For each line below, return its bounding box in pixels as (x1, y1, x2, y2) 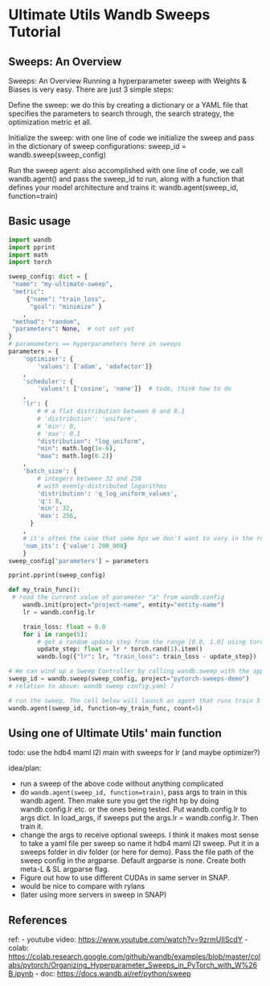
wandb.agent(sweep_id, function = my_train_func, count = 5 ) (8, 704, 203, 713)
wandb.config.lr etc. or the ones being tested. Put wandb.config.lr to (19, 804, 247, 814)
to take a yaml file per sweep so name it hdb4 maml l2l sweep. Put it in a (19, 839, 260, 848)
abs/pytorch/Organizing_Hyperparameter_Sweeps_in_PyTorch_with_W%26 (8, 960, 258, 970)
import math (8, 251, 48, 259)
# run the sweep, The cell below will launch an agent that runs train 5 (8, 696, 261, 705)
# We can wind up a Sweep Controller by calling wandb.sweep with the (8, 668, 250, 676)
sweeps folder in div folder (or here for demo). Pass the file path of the (19, 847, 255, 857)
